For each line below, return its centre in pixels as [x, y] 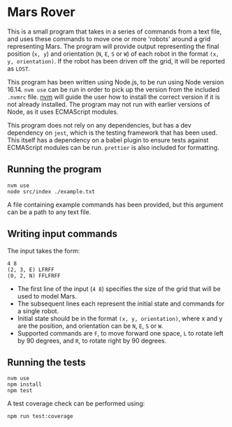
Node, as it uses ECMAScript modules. [63, 112]
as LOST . [19, 68]
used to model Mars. [47, 296]
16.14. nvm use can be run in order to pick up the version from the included [114, 89]
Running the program [55, 169]
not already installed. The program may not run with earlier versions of [109, 104]
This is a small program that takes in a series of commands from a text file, [115, 31]
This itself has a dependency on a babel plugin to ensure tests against [108, 140]
